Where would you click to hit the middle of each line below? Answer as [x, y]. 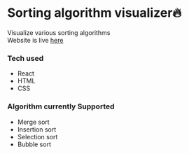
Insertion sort [37, 129]
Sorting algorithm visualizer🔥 [94, 13]
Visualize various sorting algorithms [59, 32]
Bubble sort [34, 144]
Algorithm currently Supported [61, 106]
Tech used [26, 58]
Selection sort [37, 136]
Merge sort [34, 122]
